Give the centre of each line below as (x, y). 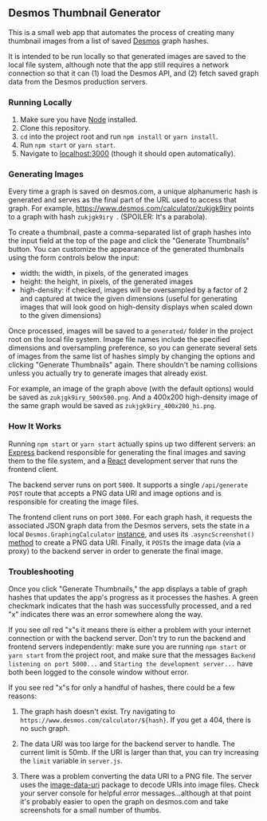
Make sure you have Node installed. (79, 120)
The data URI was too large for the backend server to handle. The (127, 744)
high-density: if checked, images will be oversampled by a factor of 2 (134, 290)
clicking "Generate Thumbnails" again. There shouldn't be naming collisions (133, 365)
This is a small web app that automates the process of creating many (122, 32)
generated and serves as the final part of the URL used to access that (122, 200)
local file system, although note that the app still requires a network (119, 65)
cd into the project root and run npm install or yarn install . (119, 137)
